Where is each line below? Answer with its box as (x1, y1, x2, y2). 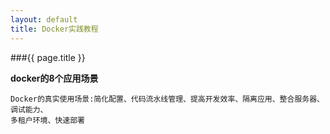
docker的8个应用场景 (10, 72, 99, 84)
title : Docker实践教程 (10, 24, 99, 34)
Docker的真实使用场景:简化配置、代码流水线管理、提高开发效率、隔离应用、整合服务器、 (10, 94, 325, 104)
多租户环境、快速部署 (10, 115, 85, 125)
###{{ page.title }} (10, 51, 86, 63)
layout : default (10, 14, 78, 25)
